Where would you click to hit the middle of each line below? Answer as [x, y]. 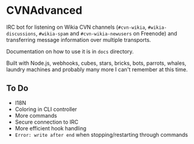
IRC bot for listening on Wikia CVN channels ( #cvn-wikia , [77, 27]
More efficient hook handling [50, 128]
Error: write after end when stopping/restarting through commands [101, 134]
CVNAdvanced [44, 10]
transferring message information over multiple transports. [79, 40]
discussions [21, 34]
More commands [36, 115]
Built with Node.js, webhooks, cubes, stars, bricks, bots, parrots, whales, [96, 63]
